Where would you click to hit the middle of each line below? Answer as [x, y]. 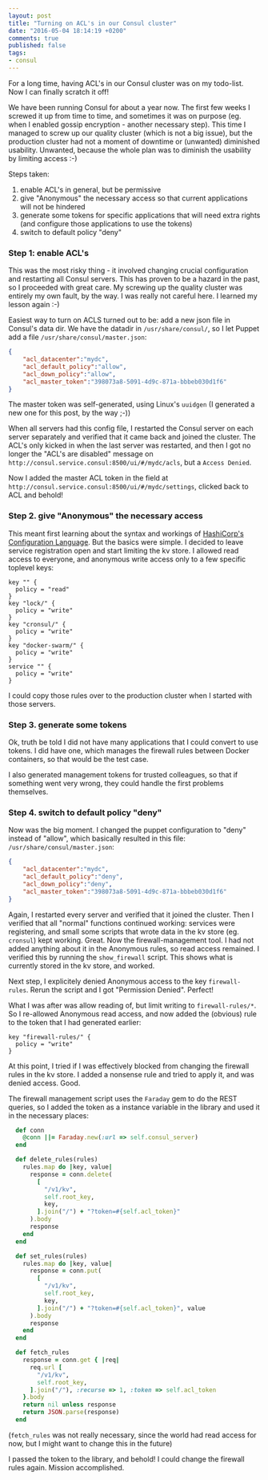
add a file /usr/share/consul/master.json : [78, 337]
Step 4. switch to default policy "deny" [85, 813]
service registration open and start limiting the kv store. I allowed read [124, 550]
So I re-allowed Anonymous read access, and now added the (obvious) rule [133, 1014]
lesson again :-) [34, 305]
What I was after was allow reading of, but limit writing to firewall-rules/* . [132, 1005]
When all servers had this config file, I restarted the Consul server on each [131, 428]
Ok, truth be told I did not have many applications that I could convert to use [133, 742]
